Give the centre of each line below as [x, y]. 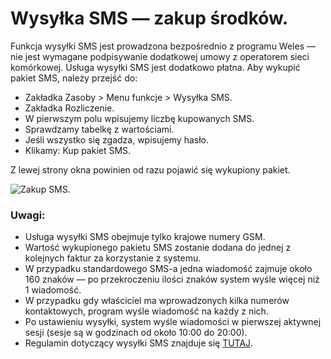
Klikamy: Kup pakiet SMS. [78, 150]
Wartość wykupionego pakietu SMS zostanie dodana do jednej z [158, 248]
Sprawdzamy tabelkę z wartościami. [99, 129]
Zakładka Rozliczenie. [69, 108]
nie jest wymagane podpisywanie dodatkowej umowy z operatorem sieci [160, 56]
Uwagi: [28, 215]
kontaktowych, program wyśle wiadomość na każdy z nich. [146, 311]
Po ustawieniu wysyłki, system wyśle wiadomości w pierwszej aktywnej [173, 322]
